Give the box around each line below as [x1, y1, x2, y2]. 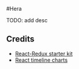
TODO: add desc [6, 17, 48, 23]
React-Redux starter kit [14, 50, 73, 57]
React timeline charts [14, 56, 68, 64]
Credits [6, 34, 35, 44]
